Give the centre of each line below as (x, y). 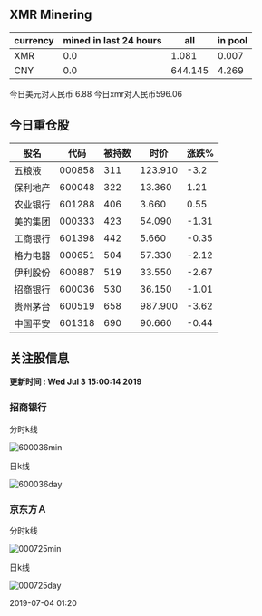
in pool (232, 40)
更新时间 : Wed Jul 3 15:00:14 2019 (76, 382)
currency (34, 40)
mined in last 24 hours (112, 40)
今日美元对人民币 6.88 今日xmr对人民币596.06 (96, 93)
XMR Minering (51, 15)
